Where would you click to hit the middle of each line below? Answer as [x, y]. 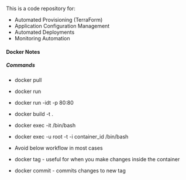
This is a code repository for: [41, 8]
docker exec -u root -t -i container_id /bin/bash [71, 136]
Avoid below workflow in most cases [59, 148]
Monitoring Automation [42, 38]
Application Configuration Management [62, 26]
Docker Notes [23, 51]
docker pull [28, 80]
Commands [20, 65]
